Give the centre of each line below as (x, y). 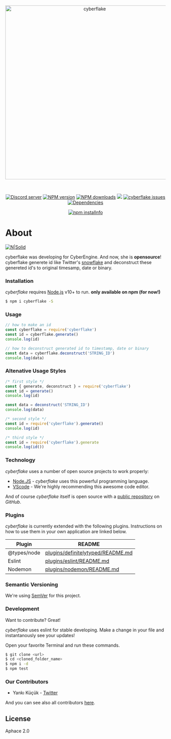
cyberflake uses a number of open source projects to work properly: (77, 471)
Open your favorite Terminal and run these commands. (63, 645)
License (18, 719)
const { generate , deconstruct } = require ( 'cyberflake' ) (68, 386)
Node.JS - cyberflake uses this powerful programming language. (81, 481)
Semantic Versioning (32, 585)
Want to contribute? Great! (33, 620)
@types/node (24, 552)
